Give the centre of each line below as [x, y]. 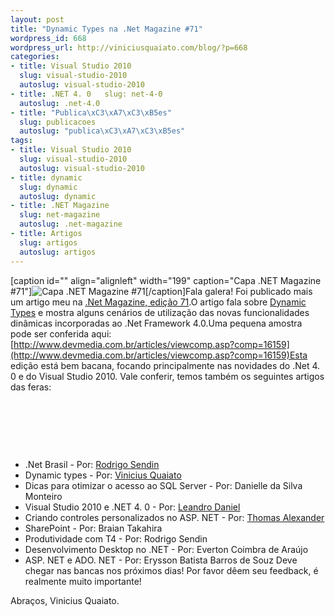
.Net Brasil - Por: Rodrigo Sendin [92, 464]
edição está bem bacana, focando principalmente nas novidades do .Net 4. [165, 365]
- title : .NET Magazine [60, 206]
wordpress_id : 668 [48, 38]
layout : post [37, 19]
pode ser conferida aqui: [61, 333]
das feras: [31, 387]
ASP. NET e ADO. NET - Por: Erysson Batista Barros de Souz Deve [161, 560]
